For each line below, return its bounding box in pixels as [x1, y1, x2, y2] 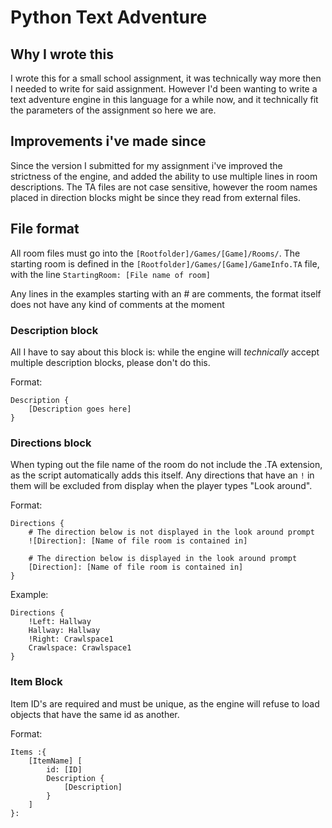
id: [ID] [46, 764, 83, 775]
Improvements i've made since [10, 133, 207, 150]
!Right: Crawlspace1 [28, 634, 114, 645]
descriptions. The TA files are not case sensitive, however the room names [10, 181, 318, 193]
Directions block [10, 436, 92, 450]
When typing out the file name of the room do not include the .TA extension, [10, 459, 323, 471]
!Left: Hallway [28, 617, 92, 627]
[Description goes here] [28, 404, 132, 414]
